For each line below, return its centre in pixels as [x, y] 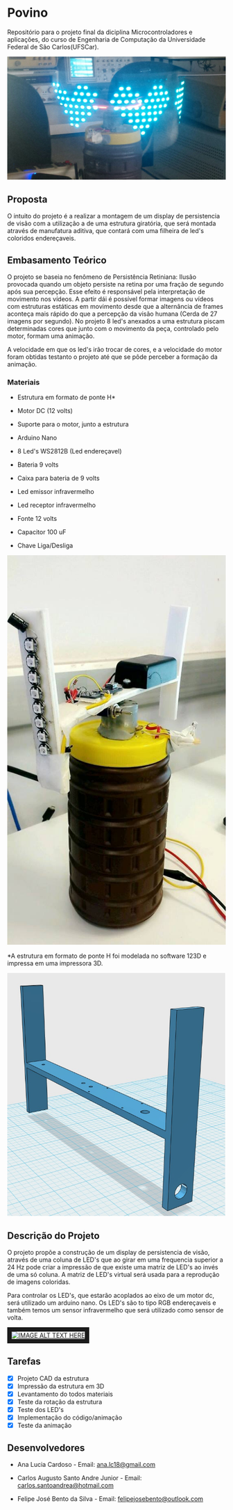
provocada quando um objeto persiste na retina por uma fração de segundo [115, 284]
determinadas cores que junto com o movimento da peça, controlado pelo [113, 329]
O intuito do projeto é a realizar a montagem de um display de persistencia [114, 216]
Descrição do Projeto [53, 1236]
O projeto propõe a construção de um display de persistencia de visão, [109, 1253]
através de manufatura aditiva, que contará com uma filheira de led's [106, 231]
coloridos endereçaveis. [42, 239]
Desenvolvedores [46, 1448]
